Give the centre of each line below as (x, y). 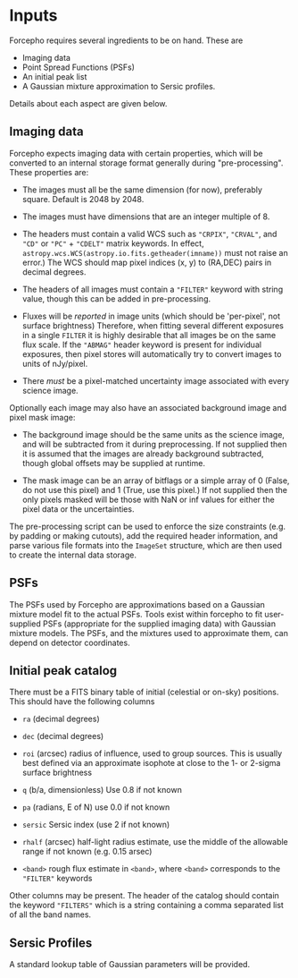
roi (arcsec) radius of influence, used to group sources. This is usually (152, 753)
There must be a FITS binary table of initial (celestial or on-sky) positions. (144, 692)
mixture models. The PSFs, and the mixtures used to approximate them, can (149, 633)
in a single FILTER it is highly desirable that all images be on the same (149, 335)
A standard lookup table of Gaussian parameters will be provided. (130, 965)
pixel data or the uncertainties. (78, 509)
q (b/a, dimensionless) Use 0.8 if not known (102, 790)
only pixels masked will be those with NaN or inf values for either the (148, 499)
